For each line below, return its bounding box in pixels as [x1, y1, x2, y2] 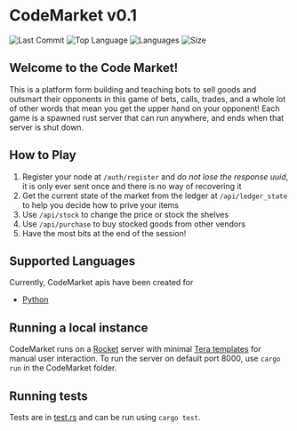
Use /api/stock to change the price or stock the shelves [21, 209, 229, 219]
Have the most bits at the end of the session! [21, 227, 187, 238]
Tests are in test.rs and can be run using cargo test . [9, 412, 201, 422]
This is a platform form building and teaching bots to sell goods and [9, 84, 257, 94]
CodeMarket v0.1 [9, 5, 138, 26]
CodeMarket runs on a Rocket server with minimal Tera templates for [9, 344, 261, 355]
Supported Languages [9, 253, 136, 268]
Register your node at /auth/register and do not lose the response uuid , [21, 171, 289, 182]
